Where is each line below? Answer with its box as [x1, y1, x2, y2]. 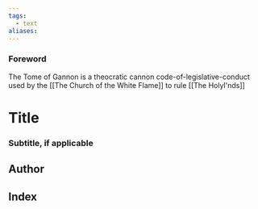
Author [8, 162, 44, 176]
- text [15, 19, 38, 27]
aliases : [8, 27, 38, 35]
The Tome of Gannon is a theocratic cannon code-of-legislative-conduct [8, 72, 250, 82]
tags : [8, 11, 27, 20]
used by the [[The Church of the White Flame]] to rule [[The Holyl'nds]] [8, 80, 246, 90]
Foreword [8, 53, 47, 65]
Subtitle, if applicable [8, 137, 94, 148]
